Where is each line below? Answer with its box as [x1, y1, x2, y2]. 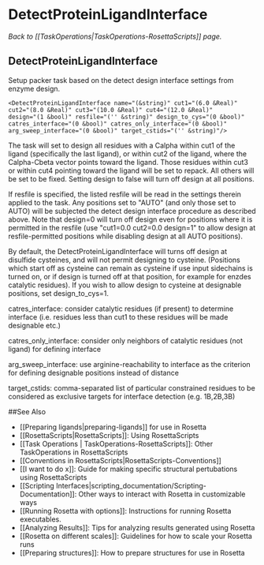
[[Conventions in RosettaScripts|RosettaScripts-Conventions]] [19, 455, 222, 465]
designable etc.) [8, 320, 61, 330]
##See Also [8, 406, 46, 416]
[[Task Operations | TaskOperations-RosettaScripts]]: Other [19, 439, 214, 448]
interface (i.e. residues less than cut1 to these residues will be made [8, 312, 229, 321]
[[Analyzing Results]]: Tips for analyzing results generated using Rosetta [19, 522, 255, 532]
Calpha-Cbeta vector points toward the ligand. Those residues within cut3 [8, 157, 249, 167]
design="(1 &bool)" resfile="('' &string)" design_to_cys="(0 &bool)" [8, 113, 245, 121]
